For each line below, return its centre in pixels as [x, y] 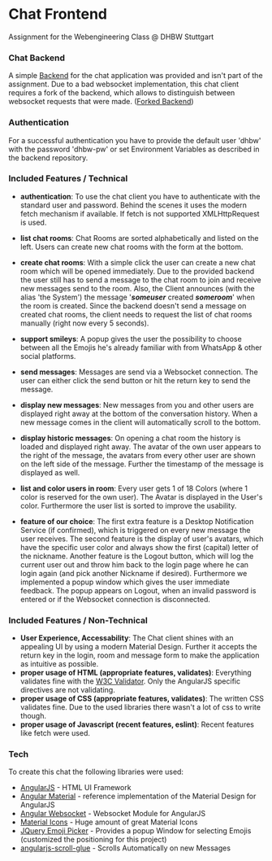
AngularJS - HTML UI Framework [76, 788]
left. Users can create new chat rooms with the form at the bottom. [132, 247]
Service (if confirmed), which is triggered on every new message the [135, 530]
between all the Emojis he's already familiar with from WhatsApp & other [141, 347]
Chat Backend [37, 58]
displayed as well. [50, 472]
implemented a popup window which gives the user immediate [125, 582]
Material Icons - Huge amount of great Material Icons [109, 822]
